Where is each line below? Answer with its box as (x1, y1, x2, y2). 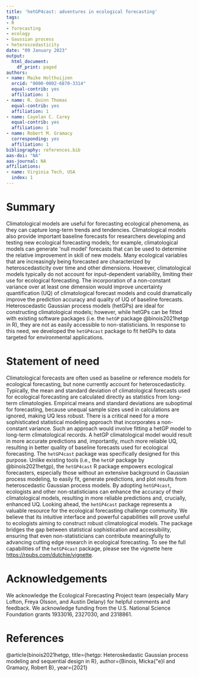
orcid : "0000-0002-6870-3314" (11, 81, 86, 87)
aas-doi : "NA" (6, 152, 41, 158)
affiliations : (6, 164, 41, 170)
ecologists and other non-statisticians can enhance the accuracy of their (6, 488, 184, 495)
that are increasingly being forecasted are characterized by (6, 258, 151, 265)
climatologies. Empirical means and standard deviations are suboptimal (18, 399, 192, 406)
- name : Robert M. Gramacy (6, 130, 73, 137)
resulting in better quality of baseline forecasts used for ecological (6, 444, 168, 451)
